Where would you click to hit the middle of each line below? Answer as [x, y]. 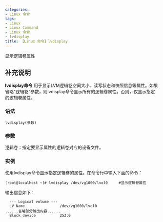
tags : [10, 19]
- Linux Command [21, 28]
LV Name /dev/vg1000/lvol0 [53, 206]
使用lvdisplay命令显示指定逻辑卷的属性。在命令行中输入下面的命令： [74, 173]
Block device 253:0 [40, 216]
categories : [17, 10]
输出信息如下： [20, 193]
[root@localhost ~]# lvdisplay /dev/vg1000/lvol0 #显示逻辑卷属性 [76, 183]
